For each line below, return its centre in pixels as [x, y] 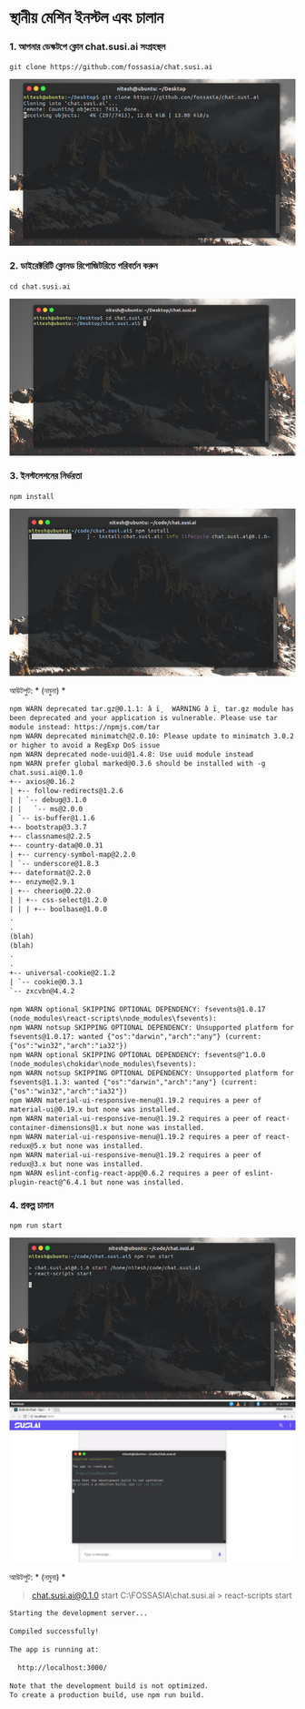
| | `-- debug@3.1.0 [49, 799]
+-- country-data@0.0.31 [56, 845]
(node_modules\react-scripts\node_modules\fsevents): [113, 1018]
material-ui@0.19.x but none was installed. [95, 1109]
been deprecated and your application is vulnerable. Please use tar [144, 717]
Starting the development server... [79, 1613]
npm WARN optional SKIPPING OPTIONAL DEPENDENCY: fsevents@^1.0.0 [138, 1054]
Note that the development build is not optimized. [109, 1686]
